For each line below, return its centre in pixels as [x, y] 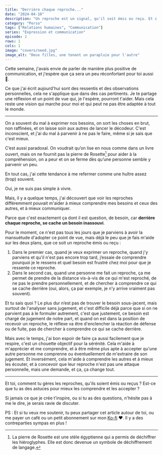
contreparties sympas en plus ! [36, 423]
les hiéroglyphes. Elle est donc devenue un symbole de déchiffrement [82, 442]
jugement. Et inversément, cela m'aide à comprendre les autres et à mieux [79, 359]
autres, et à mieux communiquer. [38, 209]
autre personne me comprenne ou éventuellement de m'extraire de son [76, 354]
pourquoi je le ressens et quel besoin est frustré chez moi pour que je [81, 263]
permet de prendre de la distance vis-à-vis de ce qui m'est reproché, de [84, 278]
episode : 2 [16, 37]
